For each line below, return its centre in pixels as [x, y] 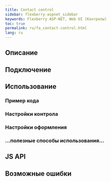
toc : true [15, 24]
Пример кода [22, 101]
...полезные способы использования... [55, 140]
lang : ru [14, 33]
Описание [21, 53]
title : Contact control [30, 10]
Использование [31, 87]
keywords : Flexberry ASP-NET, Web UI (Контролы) [56, 19]
